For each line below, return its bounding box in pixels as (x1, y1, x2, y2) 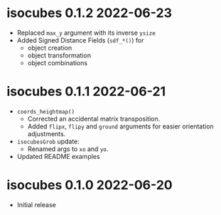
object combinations (27, 58, 88, 67)
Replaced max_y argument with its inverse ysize (16, 28, 156, 37)
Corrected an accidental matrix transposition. (27, 114, 161, 123)
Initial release (16, 200, 56, 209)
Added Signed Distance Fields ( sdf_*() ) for (16, 35, 144, 44)
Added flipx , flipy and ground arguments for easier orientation (27, 122, 214, 131)
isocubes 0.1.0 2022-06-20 (6, 177, 173, 193)
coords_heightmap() (16, 108, 75, 115)
